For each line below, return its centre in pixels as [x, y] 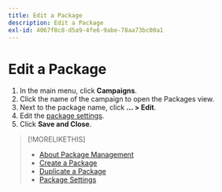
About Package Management [86, 155]
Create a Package [68, 163]
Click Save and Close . [55, 124]
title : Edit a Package [45, 15]
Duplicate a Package [72, 172]
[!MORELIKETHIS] [56, 139]
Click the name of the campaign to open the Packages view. [117, 99]
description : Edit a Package [56, 23]
